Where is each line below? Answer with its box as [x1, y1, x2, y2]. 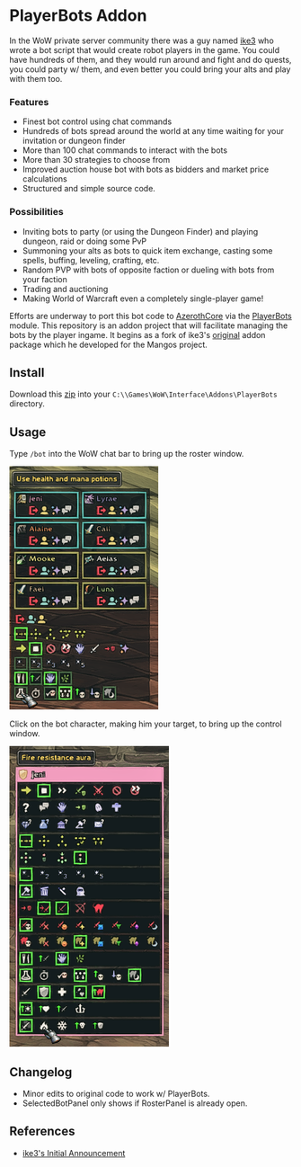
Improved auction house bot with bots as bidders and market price [22, 164, 270, 175]
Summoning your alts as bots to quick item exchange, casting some [22, 245, 273, 256]
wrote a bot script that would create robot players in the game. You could [9, 44, 280, 55]
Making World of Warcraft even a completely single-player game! [22, 293, 264, 304]
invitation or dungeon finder [22, 136, 126, 147]
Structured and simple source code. [22, 183, 155, 194]
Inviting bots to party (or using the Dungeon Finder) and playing [22, 226, 259, 236]
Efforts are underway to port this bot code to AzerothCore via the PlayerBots [9, 310, 292, 321]
